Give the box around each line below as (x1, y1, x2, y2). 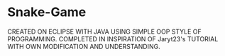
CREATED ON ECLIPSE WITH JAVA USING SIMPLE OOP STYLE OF (7, 27, 202, 36)
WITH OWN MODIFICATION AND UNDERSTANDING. (7, 42, 161, 50)
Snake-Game (7, 4, 87, 20)
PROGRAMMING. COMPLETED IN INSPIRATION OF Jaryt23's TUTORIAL (7, 34, 219, 43)
